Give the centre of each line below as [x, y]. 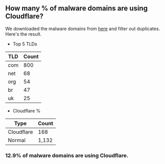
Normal [17, 140]
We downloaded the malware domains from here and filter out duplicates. [83, 29]
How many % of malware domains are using [77, 8]
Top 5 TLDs [25, 44]
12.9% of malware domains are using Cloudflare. [67, 155]
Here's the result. [23, 34]
